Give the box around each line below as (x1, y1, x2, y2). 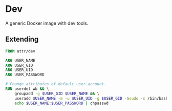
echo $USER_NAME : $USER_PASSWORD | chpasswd (14, 101, 109, 106)
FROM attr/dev (5, 48, 36, 54)
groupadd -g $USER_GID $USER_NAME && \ (14, 91, 100, 96)
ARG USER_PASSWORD (5, 72, 45, 78)
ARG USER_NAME (5, 58, 36, 63)
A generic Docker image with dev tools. (5, 20, 89, 26)
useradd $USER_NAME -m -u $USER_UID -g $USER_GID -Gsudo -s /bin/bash (14, 96, 168, 101)
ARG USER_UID (5, 67, 33, 72)
